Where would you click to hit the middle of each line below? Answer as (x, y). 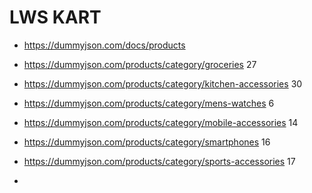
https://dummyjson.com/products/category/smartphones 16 (147, 142)
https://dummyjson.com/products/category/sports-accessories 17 (159, 161)
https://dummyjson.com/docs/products (104, 45)
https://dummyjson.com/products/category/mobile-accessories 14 (161, 122)
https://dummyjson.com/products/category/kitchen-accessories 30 (163, 83)
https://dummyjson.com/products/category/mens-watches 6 (149, 103)
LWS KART (55, 17)
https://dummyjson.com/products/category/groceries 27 (140, 64)
